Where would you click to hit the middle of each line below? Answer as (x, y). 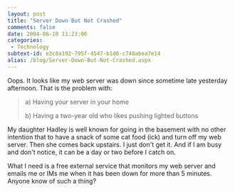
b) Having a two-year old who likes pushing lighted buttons (111, 115)
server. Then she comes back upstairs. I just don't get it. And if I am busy (115, 144)
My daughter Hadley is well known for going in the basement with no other (117, 129)
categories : (25, 41)
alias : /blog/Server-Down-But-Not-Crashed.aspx (79, 60)
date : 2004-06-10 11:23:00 (47, 34)
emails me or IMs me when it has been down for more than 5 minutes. (110, 173)
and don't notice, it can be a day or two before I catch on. (92, 152)
